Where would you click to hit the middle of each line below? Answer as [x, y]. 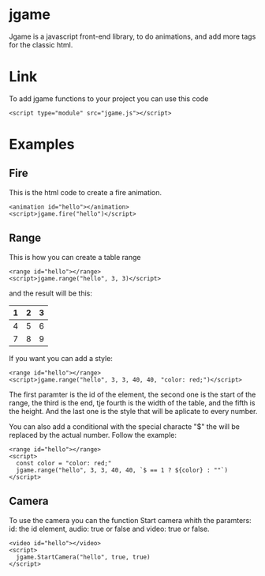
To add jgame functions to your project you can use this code [109, 98]
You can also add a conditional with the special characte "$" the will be [124, 426]
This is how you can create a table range [75, 257]
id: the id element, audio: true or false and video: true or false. [109, 529]
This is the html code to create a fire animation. [86, 192]
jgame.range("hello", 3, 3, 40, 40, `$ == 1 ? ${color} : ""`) [122, 470]
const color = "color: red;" [64, 463]
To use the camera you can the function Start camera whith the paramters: [130, 520]
